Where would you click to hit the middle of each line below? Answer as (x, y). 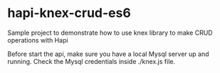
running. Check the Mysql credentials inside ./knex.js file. (91, 61)
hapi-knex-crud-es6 (69, 13)
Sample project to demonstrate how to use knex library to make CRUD (110, 33)
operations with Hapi (38, 40)
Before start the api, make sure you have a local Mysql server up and (108, 54)
